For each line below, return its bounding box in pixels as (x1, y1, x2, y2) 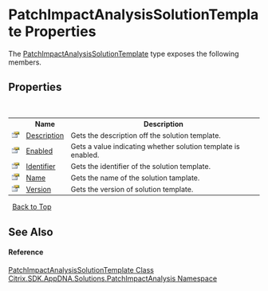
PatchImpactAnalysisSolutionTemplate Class (8, 265, 154, 275)
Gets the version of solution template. (70, 184, 194, 194)
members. (8, 57, 42, 67)
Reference (8, 247, 44, 257)
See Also (8, 225, 53, 238)
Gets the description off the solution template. (70, 130, 221, 140)
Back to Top (11, 202, 52, 212)
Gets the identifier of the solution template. (70, 161, 211, 171)
